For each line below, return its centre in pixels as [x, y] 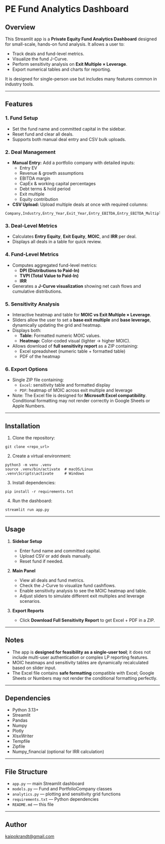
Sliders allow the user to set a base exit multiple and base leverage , [82, 320]
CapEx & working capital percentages [57, 183]
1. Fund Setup [22, 118]
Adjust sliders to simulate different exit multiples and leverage [82, 596]
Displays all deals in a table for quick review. [57, 242]
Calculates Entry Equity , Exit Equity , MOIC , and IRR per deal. [74, 236]
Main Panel [24, 570]
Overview [20, 27]
